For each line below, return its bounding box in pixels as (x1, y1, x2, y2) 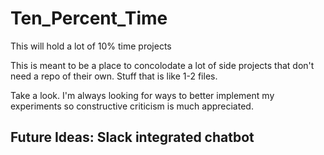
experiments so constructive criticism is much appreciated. (10, 100, 254, 112)
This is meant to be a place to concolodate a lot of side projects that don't (10, 59, 315, 71)
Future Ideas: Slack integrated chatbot (10, 129, 255, 146)
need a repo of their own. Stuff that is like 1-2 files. (10, 70, 218, 82)
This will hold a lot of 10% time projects (10, 40, 172, 52)
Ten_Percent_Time (10, 7, 168, 30)
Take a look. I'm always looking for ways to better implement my (10, 89, 275, 101)
